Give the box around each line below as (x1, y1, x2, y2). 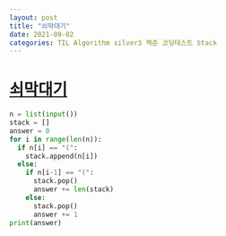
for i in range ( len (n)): (9, 135, 102, 144)
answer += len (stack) (32, 185, 115, 194)
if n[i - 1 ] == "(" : (25, 168, 94, 178)
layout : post (9, 13, 58, 22)
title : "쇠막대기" (9, 22, 71, 31)
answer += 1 (32, 210, 78, 219)
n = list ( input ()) (9, 109, 78, 119)
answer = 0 (9, 127, 50, 135)
